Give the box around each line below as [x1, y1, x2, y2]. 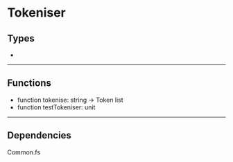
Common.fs [7, 147, 41, 156]
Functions [7, 78, 52, 89]
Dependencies [7, 129, 71, 141]
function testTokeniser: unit [17, 102, 96, 111]
